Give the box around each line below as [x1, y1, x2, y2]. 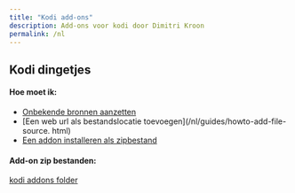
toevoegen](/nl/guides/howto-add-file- [143, 116, 287, 127]
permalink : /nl [9, 29, 66, 38]
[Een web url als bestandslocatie [21, 116, 142, 127]
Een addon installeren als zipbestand [21, 135, 157, 145]
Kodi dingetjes [9, 62, 92, 77]
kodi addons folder [9, 174, 78, 186]
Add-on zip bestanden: [9, 155, 97, 166]
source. [21, 125, 51, 135]
